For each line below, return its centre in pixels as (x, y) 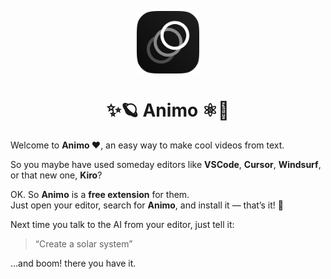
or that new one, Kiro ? (56, 175)
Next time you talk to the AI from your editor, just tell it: (122, 224)
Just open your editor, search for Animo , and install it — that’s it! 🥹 (147, 205)
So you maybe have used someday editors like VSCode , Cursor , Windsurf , (166, 164)
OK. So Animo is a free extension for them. (100, 194)
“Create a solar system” (83, 243)
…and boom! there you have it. (73, 263)
